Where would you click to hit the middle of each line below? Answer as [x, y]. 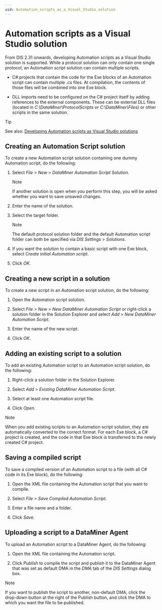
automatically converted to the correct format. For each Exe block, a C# [76, 432]
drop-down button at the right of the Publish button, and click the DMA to [78, 597]
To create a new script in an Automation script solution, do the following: [77, 290]
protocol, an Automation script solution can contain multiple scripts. [73, 68]
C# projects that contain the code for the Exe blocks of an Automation [81, 77]
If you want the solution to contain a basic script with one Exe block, [80, 249]
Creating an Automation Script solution [65, 146]
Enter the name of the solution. [43, 206]
